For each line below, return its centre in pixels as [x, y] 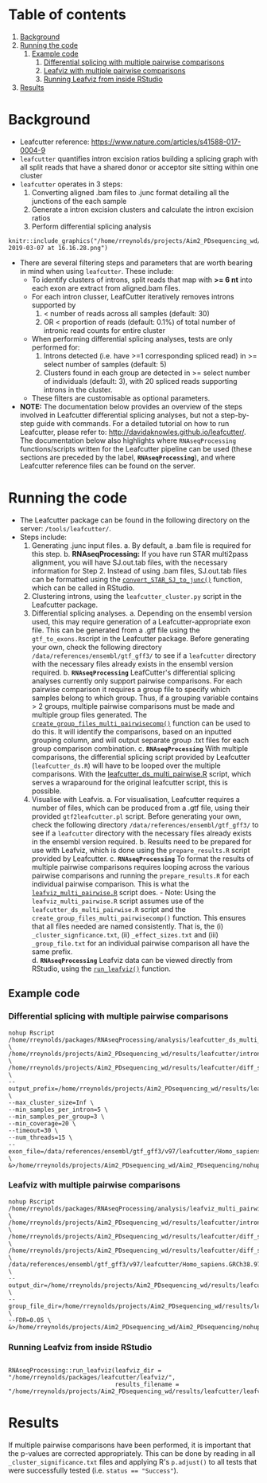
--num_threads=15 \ [41, 1137]
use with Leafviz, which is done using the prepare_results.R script [141, 850]
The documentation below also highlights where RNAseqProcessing [128, 440]
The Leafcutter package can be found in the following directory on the [135, 520]
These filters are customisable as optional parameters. [121, 398]
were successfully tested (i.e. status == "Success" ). [93, 1470]
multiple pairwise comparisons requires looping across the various [141, 867]
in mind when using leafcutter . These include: [97, 271]
